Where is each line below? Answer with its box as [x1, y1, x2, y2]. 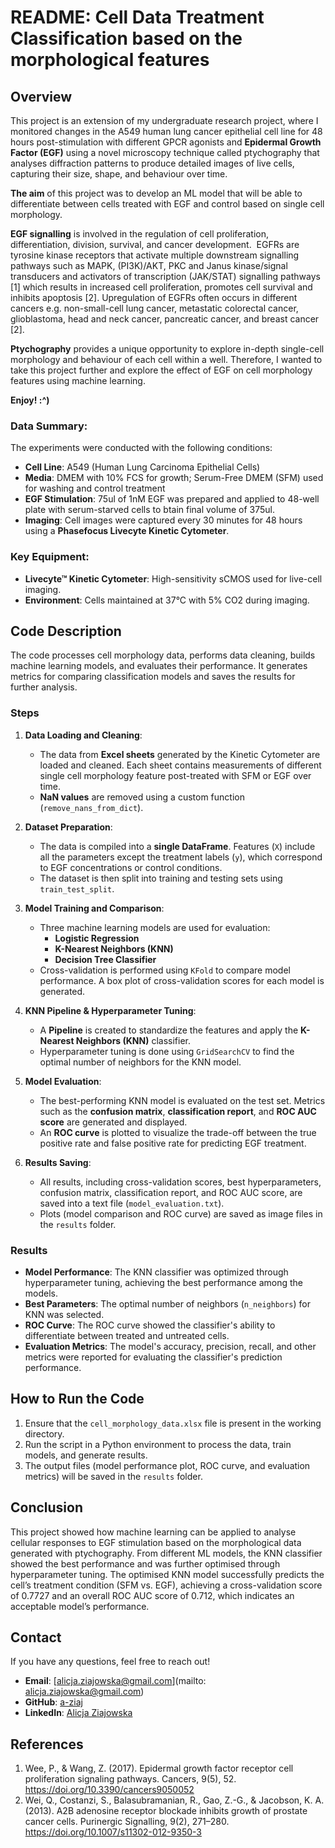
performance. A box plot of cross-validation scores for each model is [39, 974, 325, 986]
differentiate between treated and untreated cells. [24, 1330, 230, 1341]
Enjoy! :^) [10, 394, 50, 406]
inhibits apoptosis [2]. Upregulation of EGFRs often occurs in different [10, 292, 298, 303]
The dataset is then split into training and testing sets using [39, 872, 283, 884]
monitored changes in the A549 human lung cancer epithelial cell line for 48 [10, 126, 323, 137]
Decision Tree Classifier [54, 953, 157, 965]
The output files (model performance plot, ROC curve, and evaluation [24, 1459, 311, 1471]
